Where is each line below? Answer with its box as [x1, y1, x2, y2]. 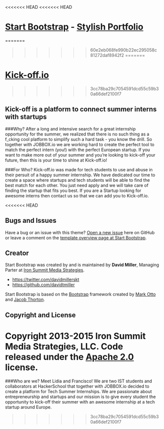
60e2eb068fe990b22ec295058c [90, 47, 157, 53]
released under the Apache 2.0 [5, 351, 134, 362]
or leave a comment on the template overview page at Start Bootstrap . [5, 235, 147, 241]
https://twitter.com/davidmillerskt [12, 277, 79, 283]
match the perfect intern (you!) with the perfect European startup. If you [5, 147, 150, 153]
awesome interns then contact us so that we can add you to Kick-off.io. [5, 192, 149, 198]
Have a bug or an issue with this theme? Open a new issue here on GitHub [5, 229, 155, 235]
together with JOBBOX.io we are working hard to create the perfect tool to [5, 141, 155, 147]
